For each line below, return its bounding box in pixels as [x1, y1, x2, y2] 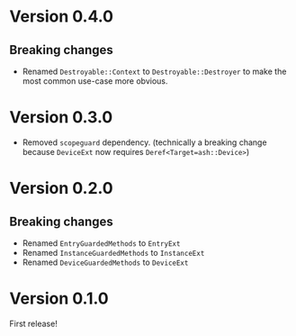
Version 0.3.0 [9, 107, 113, 128]
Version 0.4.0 [9, 6, 114, 27]
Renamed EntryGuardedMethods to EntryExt [22, 237, 181, 249]
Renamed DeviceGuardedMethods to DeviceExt [22, 257, 189, 268]
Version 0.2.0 [9, 178, 114, 199]
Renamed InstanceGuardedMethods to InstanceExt [22, 247, 205, 258]
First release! [9, 318, 58, 329]
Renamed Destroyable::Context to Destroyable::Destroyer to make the [22, 66, 287, 77]
